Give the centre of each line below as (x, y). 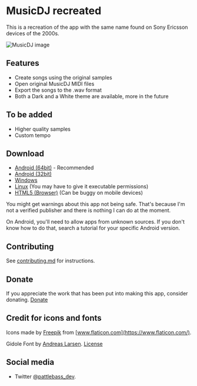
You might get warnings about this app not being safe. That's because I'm (96, 204)
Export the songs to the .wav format (58, 90)
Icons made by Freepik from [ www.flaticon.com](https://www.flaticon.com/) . (99, 332)
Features (23, 63)
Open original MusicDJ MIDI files (54, 84)
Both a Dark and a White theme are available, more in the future (91, 96)
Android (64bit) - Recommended (54, 168)
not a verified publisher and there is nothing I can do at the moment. (89, 211)
